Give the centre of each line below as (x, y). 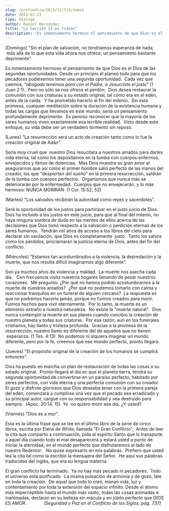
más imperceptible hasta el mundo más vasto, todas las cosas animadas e (82, 492)
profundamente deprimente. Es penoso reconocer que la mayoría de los (80, 116)
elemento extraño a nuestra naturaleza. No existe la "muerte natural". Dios (83, 309)
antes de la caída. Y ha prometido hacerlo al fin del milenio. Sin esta (77, 100)
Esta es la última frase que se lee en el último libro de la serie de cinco (78, 424)
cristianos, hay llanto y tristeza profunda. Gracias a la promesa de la (76, 325)
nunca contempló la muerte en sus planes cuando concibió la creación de (82, 315)
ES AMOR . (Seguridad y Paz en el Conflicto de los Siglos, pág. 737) (83, 503)
